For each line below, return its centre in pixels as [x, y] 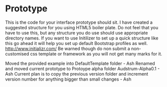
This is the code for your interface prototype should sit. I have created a [79, 22]
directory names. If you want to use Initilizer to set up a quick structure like [82, 38]
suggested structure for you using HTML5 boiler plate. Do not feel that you [82, 27]
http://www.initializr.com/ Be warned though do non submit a [68, 48]
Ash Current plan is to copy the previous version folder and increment [77, 74]
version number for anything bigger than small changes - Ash [68, 79]
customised [17, 54]
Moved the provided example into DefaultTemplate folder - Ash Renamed [80, 63]
